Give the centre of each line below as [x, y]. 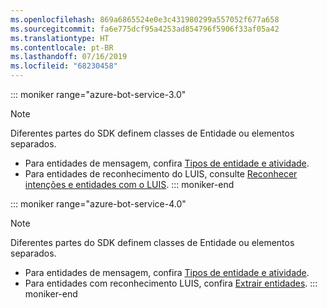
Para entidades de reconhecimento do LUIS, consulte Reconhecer [161, 174]
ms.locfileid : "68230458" [64, 66]
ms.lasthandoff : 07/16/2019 [69, 57]
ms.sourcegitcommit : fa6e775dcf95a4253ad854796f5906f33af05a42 [145, 29]
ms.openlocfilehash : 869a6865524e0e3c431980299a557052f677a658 [145, 19]
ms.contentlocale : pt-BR [62, 47]
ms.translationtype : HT [60, 38]
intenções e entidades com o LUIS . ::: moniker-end [129, 184]
